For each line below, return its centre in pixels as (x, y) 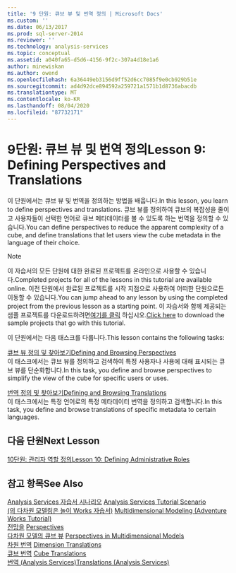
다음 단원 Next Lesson (54, 441)
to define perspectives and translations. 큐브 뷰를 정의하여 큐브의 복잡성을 (112, 209)
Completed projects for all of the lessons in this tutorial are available (113, 279)
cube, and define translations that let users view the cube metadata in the (114, 235)
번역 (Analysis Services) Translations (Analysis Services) (88, 562)
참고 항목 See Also (45, 484)
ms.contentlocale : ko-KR (44, 100)
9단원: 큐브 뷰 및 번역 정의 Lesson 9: (107, 149)
